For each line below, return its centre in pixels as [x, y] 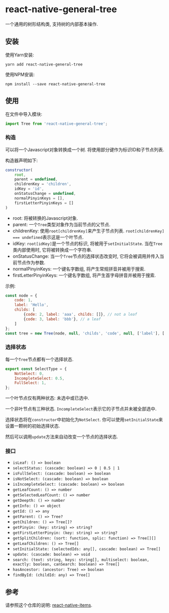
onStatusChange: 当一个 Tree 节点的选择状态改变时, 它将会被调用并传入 [86, 256]
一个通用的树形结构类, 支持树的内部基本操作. [52, 24]
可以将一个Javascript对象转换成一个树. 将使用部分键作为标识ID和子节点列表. [85, 149]
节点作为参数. [31, 262]
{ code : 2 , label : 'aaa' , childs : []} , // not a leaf [80, 315]
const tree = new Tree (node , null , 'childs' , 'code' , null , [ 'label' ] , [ [85, 333]
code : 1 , [24, 300]
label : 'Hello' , [32, 305]
